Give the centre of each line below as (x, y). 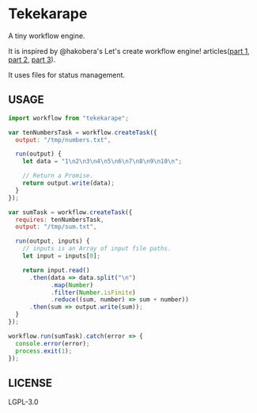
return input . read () (56, 270)
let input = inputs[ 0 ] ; (62, 256)
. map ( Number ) (72, 285)
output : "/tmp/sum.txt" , (56, 227)
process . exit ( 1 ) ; (44, 351)
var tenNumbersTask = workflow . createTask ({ (83, 132)
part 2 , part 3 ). (32, 59)
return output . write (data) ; (68, 183)
